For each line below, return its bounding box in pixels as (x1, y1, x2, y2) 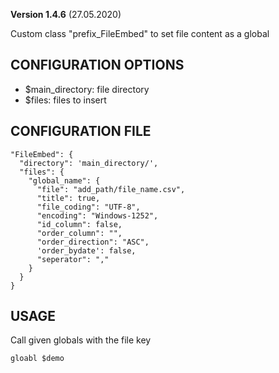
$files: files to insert (24, 94, 107, 106)
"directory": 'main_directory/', (19, 158, 159, 168)
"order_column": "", (36, 228, 123, 238)
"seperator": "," (36, 254, 110, 264)
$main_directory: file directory (24, 83, 150, 95)
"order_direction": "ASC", (36, 237, 150, 247)
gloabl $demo (10, 354, 65, 364)
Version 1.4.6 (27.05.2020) (10, 9, 122, 20)
